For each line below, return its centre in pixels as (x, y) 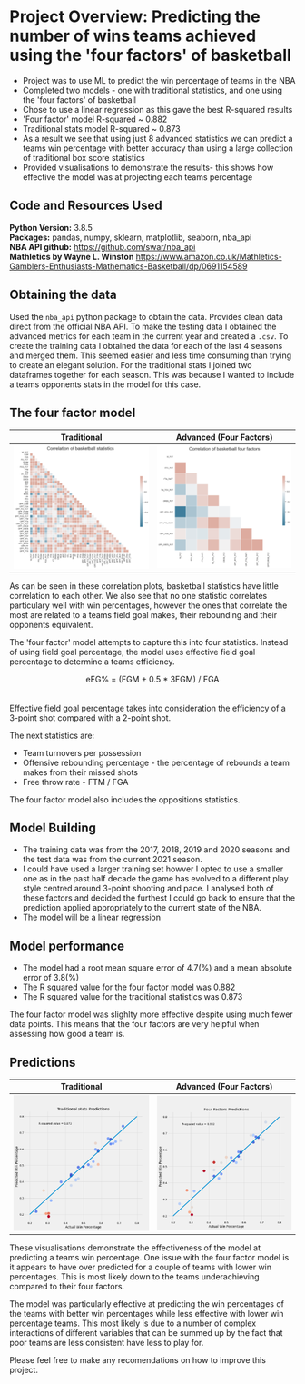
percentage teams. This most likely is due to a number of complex (133, 1323)
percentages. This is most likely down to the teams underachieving (135, 1277)
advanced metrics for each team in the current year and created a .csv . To (149, 336)
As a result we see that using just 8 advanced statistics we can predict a (157, 138)
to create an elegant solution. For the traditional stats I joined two (131, 364)
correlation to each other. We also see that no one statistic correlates (138, 595)
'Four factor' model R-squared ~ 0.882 (95, 119)
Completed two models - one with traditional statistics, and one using (152, 90)
